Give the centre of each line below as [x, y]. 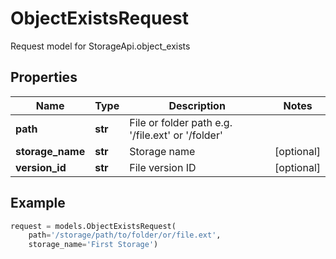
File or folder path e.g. [181, 122]
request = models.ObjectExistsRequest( [93, 226]
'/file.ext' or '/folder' [176, 135]
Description [197, 105]
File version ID [163, 167]
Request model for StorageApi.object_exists [100, 46]
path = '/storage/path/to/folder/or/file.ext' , [125, 235]
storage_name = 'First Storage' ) [93, 245]
